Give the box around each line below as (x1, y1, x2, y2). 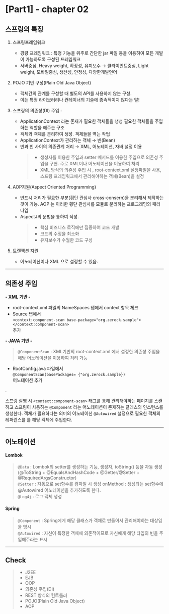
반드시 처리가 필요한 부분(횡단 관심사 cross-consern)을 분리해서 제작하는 (20, 195, 164, 201)
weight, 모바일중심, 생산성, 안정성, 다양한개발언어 (20, 69, 117, 75)
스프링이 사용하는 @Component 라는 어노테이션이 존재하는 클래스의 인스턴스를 (14, 404, 163, 410)
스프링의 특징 (5, 25, 44, 33)
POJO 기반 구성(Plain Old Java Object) (12, 80, 92, 85)
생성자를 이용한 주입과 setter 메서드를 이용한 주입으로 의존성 (40, 154, 158, 160)
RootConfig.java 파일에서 (12, 365, 64, 371)
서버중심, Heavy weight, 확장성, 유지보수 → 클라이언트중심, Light (20, 63, 149, 69)
